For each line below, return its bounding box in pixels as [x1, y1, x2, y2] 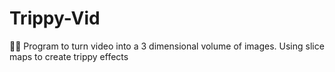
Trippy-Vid [9, 7, 101, 30]
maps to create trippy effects [9, 50, 129, 62]
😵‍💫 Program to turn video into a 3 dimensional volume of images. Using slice [9, 40, 325, 52]
